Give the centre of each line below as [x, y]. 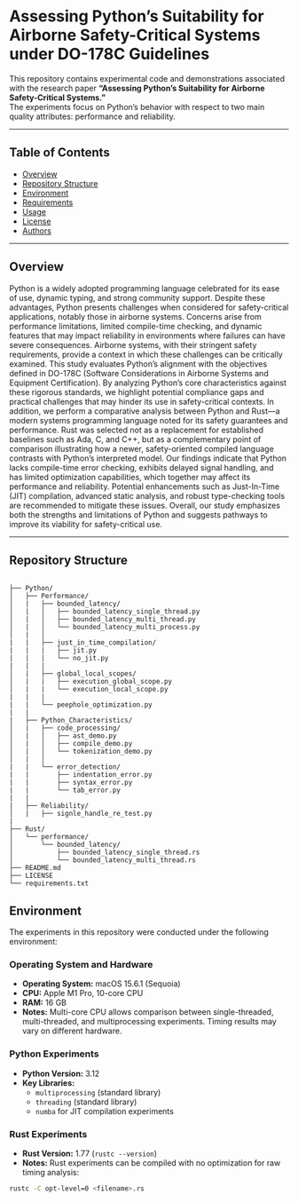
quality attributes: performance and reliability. [92, 116]
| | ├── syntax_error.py [71, 783]
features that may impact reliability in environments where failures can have [147, 336]
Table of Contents [60, 153]
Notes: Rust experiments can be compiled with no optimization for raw [151, 1163]
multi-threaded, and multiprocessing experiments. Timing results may [149, 1022]
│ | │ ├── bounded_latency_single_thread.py [105, 612]
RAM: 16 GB [44, 1003]
